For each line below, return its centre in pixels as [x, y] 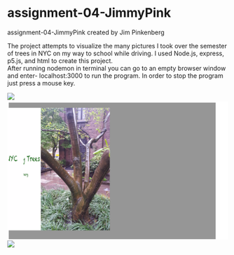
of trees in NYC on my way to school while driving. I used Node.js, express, [116, 53]
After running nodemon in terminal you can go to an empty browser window [117, 68]
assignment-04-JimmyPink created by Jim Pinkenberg [86, 32]
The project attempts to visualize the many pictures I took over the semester [117, 46]
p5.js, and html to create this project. [60, 60]
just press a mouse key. [41, 83]
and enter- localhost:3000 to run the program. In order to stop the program [115, 76]
